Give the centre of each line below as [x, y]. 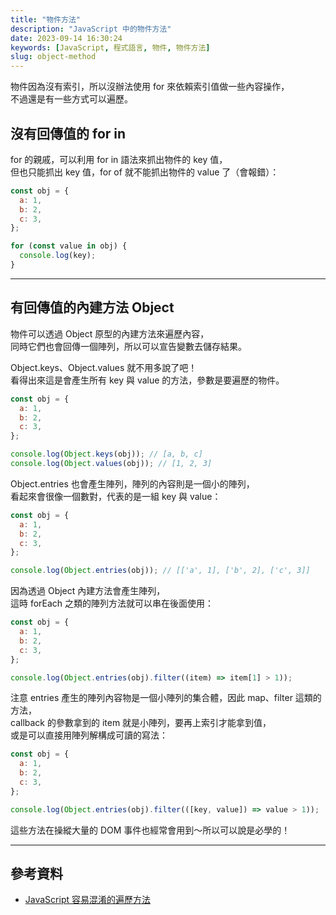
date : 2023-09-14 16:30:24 [66, 38]
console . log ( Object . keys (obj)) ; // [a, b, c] [106, 454]
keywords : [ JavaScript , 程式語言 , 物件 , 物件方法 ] [110, 47]
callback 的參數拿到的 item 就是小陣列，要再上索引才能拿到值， [141, 723]
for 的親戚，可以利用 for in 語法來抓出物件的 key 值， [119, 159]
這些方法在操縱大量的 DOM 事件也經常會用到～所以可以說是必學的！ [150, 830]
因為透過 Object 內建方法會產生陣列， [88, 591]
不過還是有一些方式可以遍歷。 [71, 99]
